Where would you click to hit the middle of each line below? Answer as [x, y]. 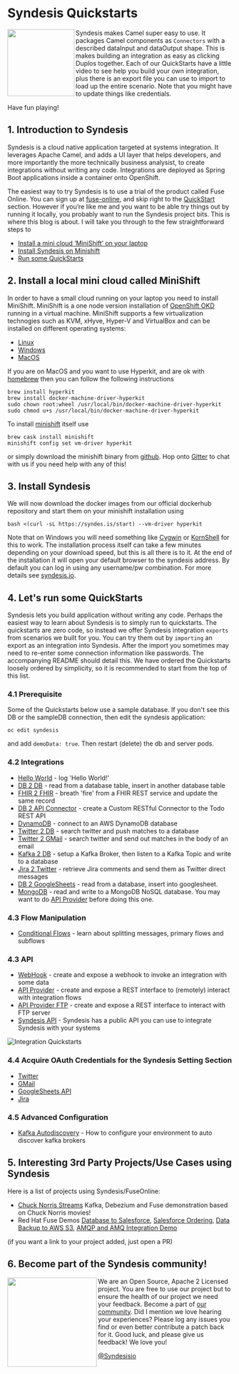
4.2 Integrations [36, 762]
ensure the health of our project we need [158, 1296]
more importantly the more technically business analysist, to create [106, 162]
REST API [32, 816]
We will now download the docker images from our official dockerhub [110, 503]
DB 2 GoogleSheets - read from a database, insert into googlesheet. [118, 884]
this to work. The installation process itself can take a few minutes [105, 545]
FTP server [34, 1013]
